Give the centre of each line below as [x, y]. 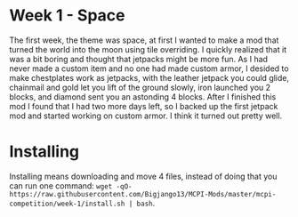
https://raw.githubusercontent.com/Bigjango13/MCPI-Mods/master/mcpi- [143, 194]
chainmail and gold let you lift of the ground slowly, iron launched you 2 [140, 87]
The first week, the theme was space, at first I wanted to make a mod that [144, 40]
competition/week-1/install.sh [67, 204]
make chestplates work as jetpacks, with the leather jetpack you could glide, [149, 77]
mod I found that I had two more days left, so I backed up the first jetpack [144, 106]
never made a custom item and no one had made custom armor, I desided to [149, 68]
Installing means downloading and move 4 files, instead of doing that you [143, 176]
